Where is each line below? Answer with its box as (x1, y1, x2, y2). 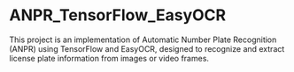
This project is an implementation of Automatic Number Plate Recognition (9, 34, 277, 45)
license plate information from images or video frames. (9, 53, 210, 63)
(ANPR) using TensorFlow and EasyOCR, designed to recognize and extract (9, 43, 285, 54)
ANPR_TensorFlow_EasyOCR (9, 5, 227, 25)
